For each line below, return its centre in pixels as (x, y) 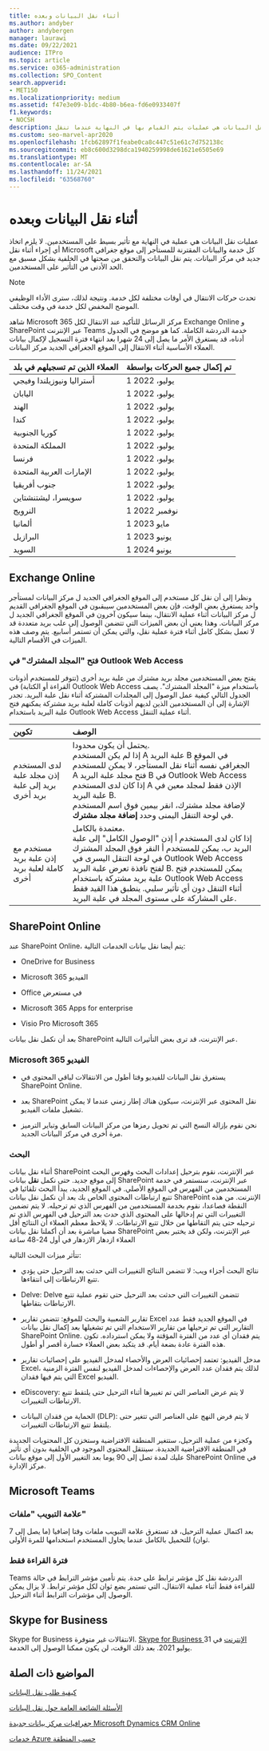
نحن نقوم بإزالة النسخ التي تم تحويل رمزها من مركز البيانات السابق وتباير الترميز (139, 1125)
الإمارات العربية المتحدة (53, 471)
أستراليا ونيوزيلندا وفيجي (54, 380)
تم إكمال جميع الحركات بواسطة (179, 367)
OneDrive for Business (57, 961)
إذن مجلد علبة (36, 775)
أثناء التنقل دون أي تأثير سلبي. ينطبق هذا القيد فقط (157, 888)
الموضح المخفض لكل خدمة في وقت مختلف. (74, 306)
